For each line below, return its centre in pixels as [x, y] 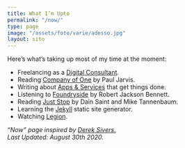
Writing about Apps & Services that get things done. [92, 87]
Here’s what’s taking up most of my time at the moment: [87, 59]
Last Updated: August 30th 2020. [56, 137]
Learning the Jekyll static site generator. [75, 109]
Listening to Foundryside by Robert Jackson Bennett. [94, 95]
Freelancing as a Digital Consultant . [68, 73]
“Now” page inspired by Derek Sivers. [62, 130]
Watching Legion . [42, 117]
